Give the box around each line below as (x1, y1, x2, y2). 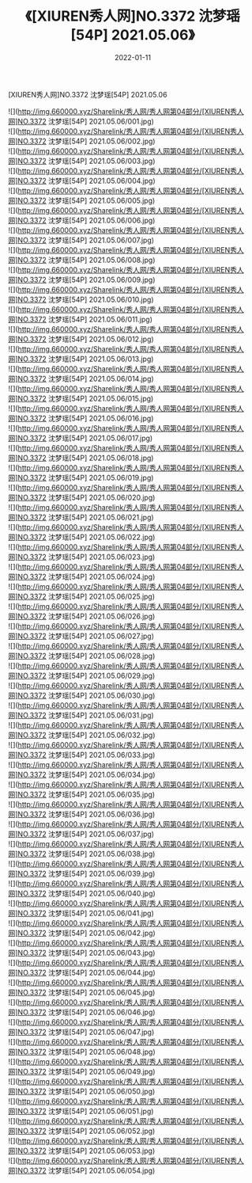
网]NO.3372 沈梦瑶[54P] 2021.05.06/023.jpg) (8, 552, 156, 561)
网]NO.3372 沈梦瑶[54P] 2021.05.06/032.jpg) (8, 730, 156, 740)
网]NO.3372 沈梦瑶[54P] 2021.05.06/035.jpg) (8, 789, 156, 799)
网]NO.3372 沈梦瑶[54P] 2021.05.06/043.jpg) (8, 948, 156, 957)
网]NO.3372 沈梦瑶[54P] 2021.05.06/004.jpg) (8, 176, 156, 185)
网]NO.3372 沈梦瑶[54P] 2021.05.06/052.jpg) (8, 1126, 156, 1135)
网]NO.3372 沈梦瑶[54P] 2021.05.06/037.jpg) (8, 829, 155, 839)
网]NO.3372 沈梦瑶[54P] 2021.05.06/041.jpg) (8, 908, 154, 918)
